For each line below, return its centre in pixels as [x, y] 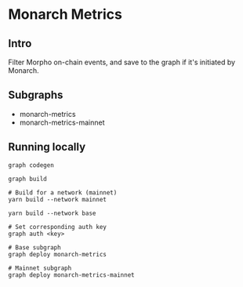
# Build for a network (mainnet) [63, 193]
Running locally [47, 147]
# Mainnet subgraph [40, 268]
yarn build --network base [52, 213]
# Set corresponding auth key [58, 227]
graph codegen [31, 165]
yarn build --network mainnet [58, 199]
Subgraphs [36, 95]
